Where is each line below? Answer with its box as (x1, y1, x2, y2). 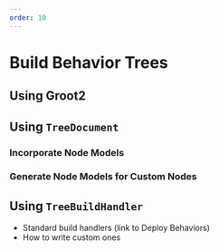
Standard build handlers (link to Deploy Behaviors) (22, 223, 211, 234)
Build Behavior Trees (9, 52, 169, 72)
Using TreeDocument (9, 119, 119, 134)
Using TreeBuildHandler (9, 198, 144, 214)
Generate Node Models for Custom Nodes (9, 170, 197, 183)
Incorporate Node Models (9, 146, 125, 159)
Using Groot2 (9, 88, 86, 104)
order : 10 (9, 13, 47, 23)
